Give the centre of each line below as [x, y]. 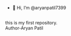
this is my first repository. [31, 23]
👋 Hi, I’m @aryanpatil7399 [39, 8]
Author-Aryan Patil [24, 28]
